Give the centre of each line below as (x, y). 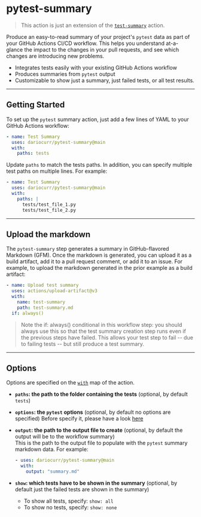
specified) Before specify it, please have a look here (79, 419)
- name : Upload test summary (42, 285)
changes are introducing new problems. (55, 56)
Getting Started (36, 105)
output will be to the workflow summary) (65, 437)
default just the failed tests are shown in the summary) (82, 489)
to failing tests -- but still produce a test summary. (83, 344)
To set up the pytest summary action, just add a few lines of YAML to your (98, 119)
